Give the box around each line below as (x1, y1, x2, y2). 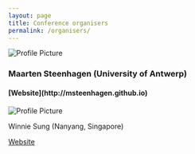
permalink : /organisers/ (8, 26, 91, 34)
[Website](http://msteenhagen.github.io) (8, 88, 148, 97)
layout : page (8, 11, 52, 20)
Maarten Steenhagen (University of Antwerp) (8, 69, 187, 80)
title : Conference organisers (8, 19, 109, 27)
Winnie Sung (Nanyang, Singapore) (8, 121, 124, 131)
